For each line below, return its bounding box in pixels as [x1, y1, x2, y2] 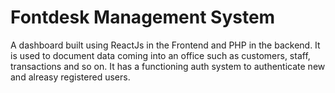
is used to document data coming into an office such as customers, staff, [10, 49, 311, 61]
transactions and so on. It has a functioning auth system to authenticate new [10, 60, 326, 72]
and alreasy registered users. [10, 71, 131, 83]
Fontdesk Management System [10, 6, 276, 29]
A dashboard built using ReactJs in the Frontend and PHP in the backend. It [10, 39, 321, 51]
